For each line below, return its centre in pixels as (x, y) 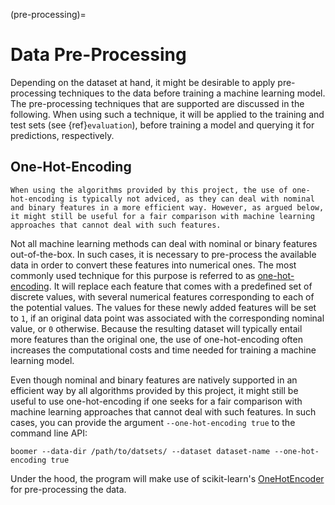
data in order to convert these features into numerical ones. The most (153, 265)
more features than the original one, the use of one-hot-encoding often (156, 339)
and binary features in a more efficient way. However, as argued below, (167, 207)
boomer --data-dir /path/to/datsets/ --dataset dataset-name (140, 451)
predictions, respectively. (62, 135)
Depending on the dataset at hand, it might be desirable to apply (143, 82)
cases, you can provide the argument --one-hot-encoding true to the (153, 422)
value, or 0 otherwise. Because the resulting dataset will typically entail (156, 328)
